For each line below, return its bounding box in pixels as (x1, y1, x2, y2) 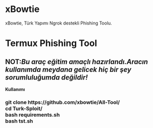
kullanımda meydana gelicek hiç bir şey (5, 65, 132, 73)
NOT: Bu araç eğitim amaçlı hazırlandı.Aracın (5, 57, 148, 66)
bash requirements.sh (5, 111, 60, 118)
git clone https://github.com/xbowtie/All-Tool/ (5, 98, 120, 105)
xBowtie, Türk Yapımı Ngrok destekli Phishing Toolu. (5, 20, 112, 26)
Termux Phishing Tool (5, 37, 97, 49)
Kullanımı (5, 86, 25, 92)
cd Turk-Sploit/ (5, 105, 43, 112)
